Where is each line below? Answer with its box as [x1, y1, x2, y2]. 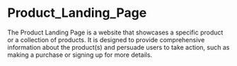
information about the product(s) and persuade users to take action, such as [7, 43, 230, 51]
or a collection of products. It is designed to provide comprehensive [7, 35, 205, 44]
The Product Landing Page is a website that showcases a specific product [7, 28, 224, 37]
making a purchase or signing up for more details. [7, 51, 153, 59]
